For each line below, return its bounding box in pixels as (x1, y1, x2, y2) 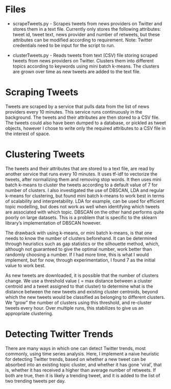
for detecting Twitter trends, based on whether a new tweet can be (5, 356, 146, 362)
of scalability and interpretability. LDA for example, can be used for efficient (5, 198, 164, 204)
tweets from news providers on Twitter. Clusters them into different (12, 57, 154, 63)
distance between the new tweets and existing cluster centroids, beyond (5, 288, 158, 295)
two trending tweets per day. (5, 378, 66, 384)
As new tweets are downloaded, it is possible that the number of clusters (5, 272, 159, 278)
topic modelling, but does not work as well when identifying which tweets (5, 203, 160, 209)
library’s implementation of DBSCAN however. (5, 220, 102, 226)
